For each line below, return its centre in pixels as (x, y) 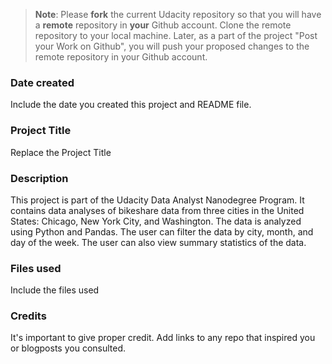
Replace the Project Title (61, 152)
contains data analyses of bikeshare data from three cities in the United (157, 210)
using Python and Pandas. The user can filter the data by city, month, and (162, 231)
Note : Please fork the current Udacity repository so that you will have (178, 14)
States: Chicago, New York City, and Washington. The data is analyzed (156, 221)
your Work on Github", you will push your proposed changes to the (172, 46)
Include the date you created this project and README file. (131, 105)
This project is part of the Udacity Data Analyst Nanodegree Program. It (157, 200)
